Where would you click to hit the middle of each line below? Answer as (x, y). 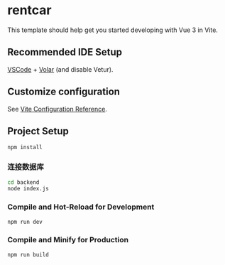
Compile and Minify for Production (68, 240)
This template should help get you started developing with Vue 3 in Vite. (113, 30)
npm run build (28, 254)
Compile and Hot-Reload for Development (81, 207)
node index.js (28, 189)
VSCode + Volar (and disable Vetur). (60, 69)
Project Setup (38, 131)
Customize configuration (64, 92)
